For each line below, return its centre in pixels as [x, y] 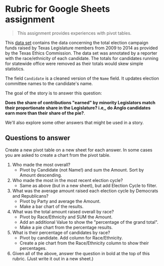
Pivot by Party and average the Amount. [60, 201]
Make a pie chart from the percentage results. [66, 227]
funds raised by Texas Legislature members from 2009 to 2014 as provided [82, 48]
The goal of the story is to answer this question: [53, 93]
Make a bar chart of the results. [51, 206]
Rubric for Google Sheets [58, 9]
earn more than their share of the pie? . [45, 113]
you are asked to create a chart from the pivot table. [58, 155]
